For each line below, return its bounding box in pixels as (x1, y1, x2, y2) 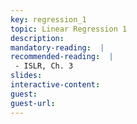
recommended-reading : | (10, 52, 114, 62)
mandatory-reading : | (10, 42, 105, 53)
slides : (10, 71, 43, 81)
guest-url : (10, 98, 56, 108)
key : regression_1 (10, 14, 87, 25)
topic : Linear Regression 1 (10, 24, 128, 34)
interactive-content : (10, 80, 101, 90)
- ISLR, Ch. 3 (14, 61, 74, 71)
